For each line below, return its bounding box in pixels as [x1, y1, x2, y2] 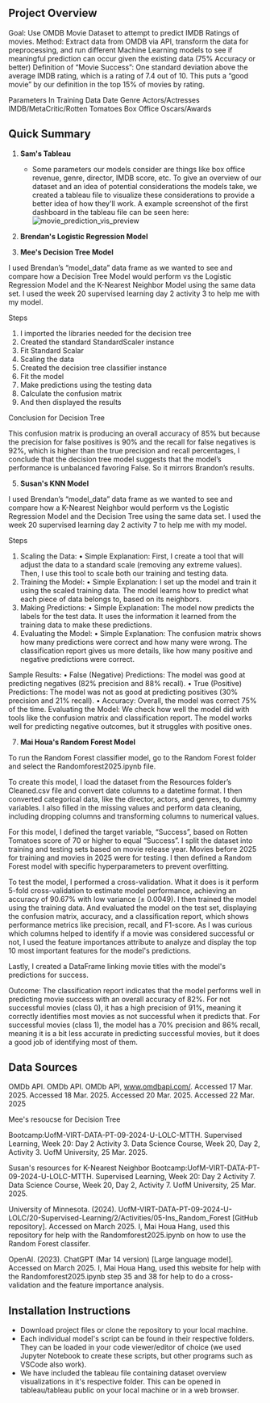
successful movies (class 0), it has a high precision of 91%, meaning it [8, 1002, 242, 1013]
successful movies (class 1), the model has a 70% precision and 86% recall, [8, 1020, 260, 1030]
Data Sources [8, 1060, 78, 1074]
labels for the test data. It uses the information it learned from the [19, 611, 237, 621]
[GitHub [232, 1213, 258, 1223]
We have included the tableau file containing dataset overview [19, 1368, 227, 1378]
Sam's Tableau [19, 149, 71, 158]
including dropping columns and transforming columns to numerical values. [8, 811, 260, 821]
